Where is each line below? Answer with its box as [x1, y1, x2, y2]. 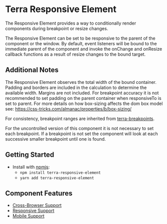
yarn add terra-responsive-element [19, 175, 94, 180]
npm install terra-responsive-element [19, 170, 101, 175]
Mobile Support [12, 213, 45, 219]
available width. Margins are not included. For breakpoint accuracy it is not [5, 89, 159, 96]
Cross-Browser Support [12, 202, 62, 208]
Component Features [5, 189, 72, 197]
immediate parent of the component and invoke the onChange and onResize [5, 46, 162, 52]
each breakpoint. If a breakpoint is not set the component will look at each [5, 131, 158, 137]
